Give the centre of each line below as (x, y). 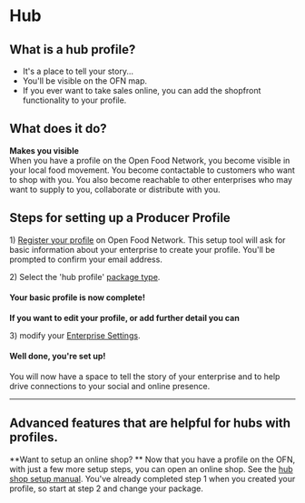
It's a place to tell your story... (78, 71)
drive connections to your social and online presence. (110, 387)
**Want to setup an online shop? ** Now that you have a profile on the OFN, (152, 459)
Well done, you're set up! (58, 357)
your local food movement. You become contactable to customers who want (152, 170)
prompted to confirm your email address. (86, 259)
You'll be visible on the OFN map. (85, 81)
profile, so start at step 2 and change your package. (107, 488)
